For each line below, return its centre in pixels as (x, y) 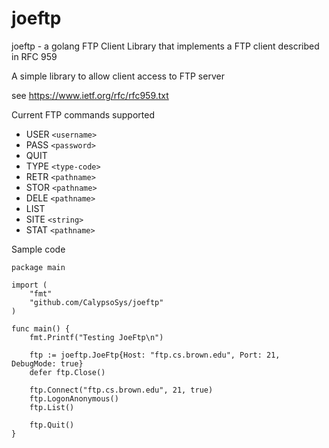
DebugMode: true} (47, 363)
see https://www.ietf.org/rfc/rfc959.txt (90, 95)
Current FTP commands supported (83, 114)
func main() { (41, 328)
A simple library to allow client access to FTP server (118, 76)
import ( (29, 285)
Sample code (38, 249)
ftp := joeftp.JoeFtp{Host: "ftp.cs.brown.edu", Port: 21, (155, 355)
